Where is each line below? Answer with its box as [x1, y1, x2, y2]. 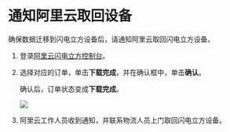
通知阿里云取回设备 [8, 7, 133, 25]
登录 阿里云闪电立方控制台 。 [19, 51, 110, 60]
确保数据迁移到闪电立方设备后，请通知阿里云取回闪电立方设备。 [8, 34, 214, 44]
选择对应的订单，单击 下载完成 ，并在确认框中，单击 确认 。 [19, 67, 206, 77]
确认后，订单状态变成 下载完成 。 [19, 84, 123, 94]
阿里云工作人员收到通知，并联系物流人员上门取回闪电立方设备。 [19, 115, 226, 125]
